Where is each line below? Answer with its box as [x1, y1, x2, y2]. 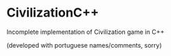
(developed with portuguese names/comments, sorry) [6, 41, 162, 49]
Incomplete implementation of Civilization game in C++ [6, 28, 165, 36]
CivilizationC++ [6, 5, 99, 21]
